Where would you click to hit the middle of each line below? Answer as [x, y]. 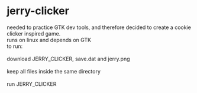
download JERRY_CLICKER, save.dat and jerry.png [68, 59]
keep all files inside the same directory [54, 71]
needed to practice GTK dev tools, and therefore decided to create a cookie [99, 27]
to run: [15, 46]
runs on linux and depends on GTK [49, 40]
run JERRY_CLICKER [32, 84]
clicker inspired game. [34, 33]
